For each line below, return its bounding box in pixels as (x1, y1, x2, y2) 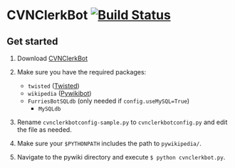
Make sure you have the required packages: (16, 68, 147, 76)
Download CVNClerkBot (16, 54, 88, 62)
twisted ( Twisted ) (27, 82, 80, 90)
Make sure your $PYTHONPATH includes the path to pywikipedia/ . (16, 139, 202, 147)
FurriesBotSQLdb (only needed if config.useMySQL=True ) (27, 96, 190, 105)
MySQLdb (38, 106, 61, 113)
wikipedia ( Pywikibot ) (27, 89, 92, 97)
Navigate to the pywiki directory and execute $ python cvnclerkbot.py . (16, 153, 226, 161)
